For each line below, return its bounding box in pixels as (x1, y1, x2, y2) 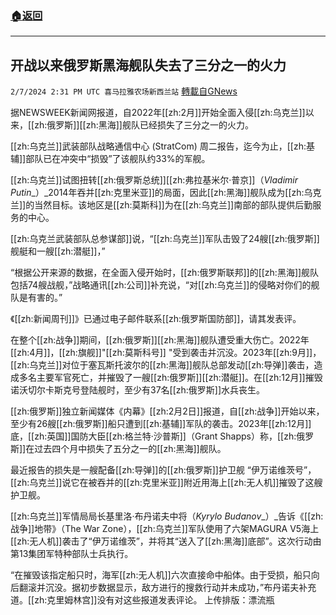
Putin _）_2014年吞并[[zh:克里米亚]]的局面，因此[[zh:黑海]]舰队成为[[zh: (10, 187, 305, 199)
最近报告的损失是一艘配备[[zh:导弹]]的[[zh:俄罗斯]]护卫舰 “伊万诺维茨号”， (10, 464, 317, 476)
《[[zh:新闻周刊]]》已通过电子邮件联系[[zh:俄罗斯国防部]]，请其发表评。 (10, 313, 302, 325)
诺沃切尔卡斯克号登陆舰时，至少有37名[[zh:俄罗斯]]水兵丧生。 (10, 384, 266, 396)
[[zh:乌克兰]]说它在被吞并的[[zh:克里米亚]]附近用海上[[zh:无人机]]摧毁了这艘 (10, 477, 323, 489)
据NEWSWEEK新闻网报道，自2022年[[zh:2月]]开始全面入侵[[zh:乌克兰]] (10, 107, 306, 119)
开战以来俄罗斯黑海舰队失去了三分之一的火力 (10, 57, 287, 74)
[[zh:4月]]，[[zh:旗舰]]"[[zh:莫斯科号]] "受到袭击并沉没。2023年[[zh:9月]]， (10, 347, 322, 359)
